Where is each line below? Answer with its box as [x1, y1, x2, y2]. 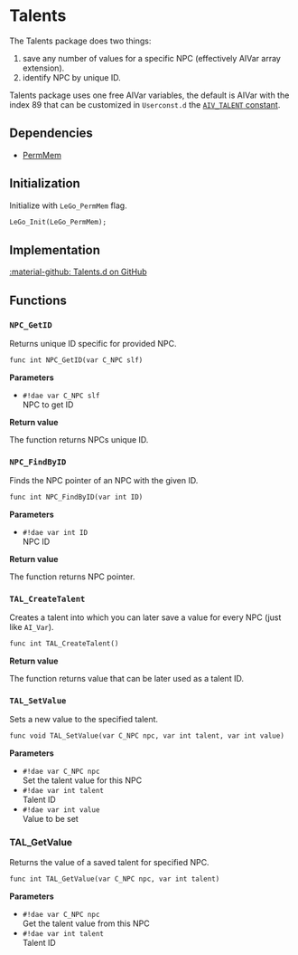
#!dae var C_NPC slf [22, 391, 100, 400]
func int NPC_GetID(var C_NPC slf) [9, 355, 144, 365]
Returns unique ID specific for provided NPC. [9, 338, 177, 349]
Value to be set [22, 814, 79, 825]
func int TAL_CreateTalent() [9, 639, 119, 648]
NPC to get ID [22, 399, 74, 410]
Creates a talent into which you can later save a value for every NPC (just [9, 612, 282, 623]
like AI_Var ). [9, 622, 54, 633]
